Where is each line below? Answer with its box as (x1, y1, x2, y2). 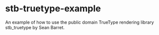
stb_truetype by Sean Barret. (5, 24, 65, 30)
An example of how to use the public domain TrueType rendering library (5, 19, 154, 25)
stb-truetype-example (5, 3, 101, 14)
